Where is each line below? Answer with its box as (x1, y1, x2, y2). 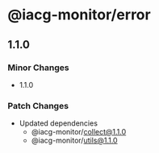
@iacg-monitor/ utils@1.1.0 (31, 135, 118, 146)
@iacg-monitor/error (7, 6, 151, 24)
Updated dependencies (19, 118, 98, 128)
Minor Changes (7, 62, 69, 73)
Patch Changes (7, 100, 69, 111)
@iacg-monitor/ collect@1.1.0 (31, 127, 127, 137)
